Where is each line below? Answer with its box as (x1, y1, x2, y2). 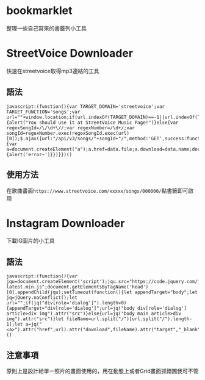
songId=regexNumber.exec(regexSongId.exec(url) (6, 130, 130, 136)
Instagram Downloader (6, 216, 125, 230)
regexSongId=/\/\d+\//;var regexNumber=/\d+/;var (6, 124, 135, 131)
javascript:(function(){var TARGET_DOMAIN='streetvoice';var (6, 103, 165, 110)
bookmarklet (6, 4, 73, 18)
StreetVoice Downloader (6, 46, 133, 60)
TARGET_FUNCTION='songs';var (6, 109, 81, 115)
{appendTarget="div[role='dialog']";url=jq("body (6, 306, 135, 312)
